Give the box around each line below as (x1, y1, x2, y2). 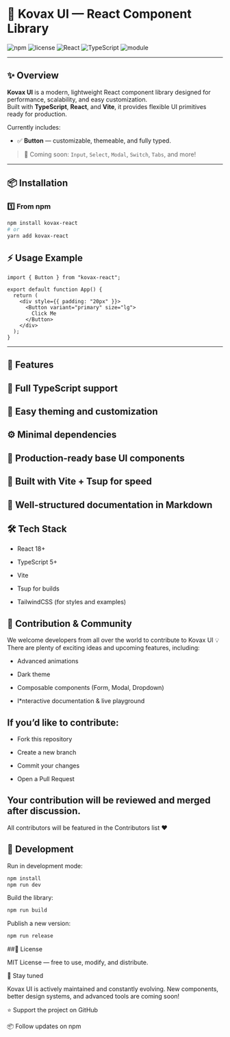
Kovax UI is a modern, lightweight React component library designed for (7, 88, 211, 96)
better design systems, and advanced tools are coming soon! (7, 992, 180, 1001)
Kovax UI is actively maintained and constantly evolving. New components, (7, 985, 219, 993)
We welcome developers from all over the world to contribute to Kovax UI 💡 (7, 636, 220, 644)
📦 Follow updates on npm (7, 1022, 81, 1031)
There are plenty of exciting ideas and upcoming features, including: (7, 644, 200, 652)
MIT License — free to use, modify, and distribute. (7, 958, 149, 966)
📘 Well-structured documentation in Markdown (7, 499, 213, 510)
